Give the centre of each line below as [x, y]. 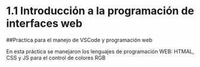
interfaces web [44, 23]
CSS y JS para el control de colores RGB [56, 58]
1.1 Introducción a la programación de [100, 11]
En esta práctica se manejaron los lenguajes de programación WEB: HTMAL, [100, 51]
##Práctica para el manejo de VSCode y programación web [79, 40]
